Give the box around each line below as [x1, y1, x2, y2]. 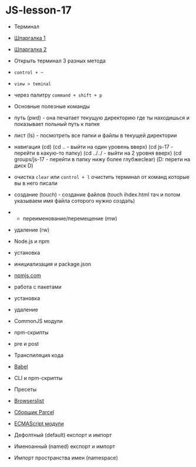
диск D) [13, 162, 33, 169]
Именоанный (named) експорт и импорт [13, 442, 116, 450]
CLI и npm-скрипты [13, 374, 63, 381]
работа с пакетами [13, 283, 62, 290]
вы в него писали [13, 179, 58, 186]
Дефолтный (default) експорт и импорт [13, 431, 112, 438]
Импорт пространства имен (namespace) [13, 454, 119, 461]
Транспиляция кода [13, 351, 64, 359]
